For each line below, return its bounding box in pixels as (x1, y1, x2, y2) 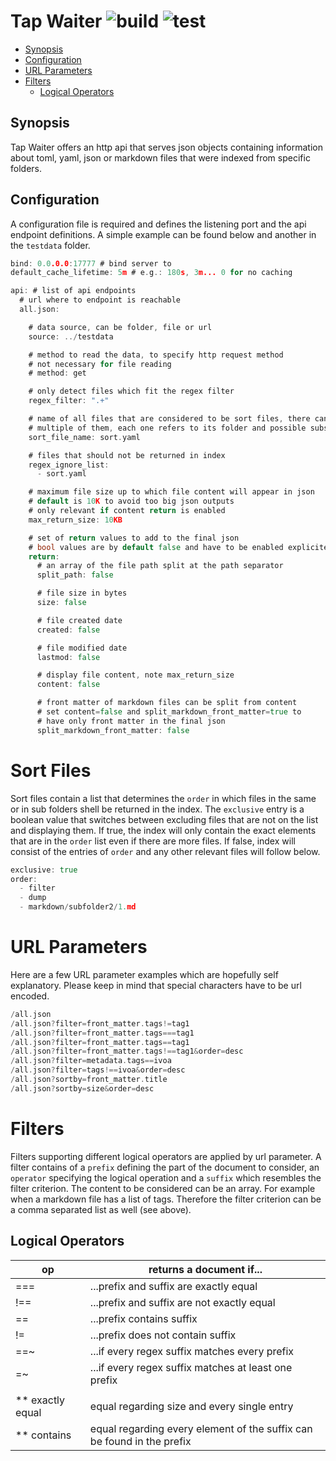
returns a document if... (148, 1262, 263, 1276)
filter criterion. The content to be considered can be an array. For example (10, 1182, 316, 1194)
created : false (36, 625, 101, 635)
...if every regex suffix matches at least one (89, 1360, 293, 1374)
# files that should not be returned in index (28, 450, 226, 460)
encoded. (10, 990, 50, 1002)
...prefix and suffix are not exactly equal (89, 1295, 276, 1309)
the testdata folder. (10, 239, 91, 251)
